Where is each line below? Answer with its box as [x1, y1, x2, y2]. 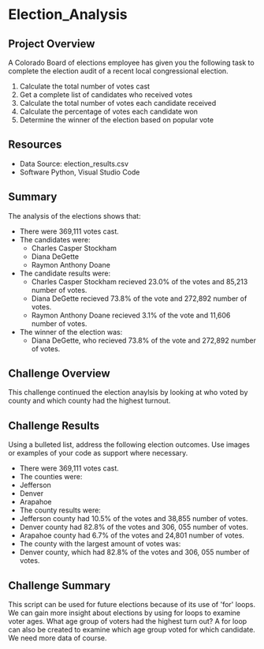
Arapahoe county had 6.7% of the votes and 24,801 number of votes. [19, 531, 244, 540]
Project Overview [8, 37, 95, 51]
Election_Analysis [8, 6, 128, 24]
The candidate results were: [19, 268, 111, 278]
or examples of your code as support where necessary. [8, 448, 188, 458]
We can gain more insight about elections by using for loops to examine [8, 608, 240, 617]
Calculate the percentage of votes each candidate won [19, 107, 199, 116]
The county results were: [19, 505, 101, 515]
